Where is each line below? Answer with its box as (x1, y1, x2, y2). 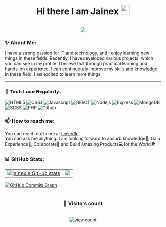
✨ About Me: (5, 39, 37, 46)
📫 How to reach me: (5, 117, 55, 124)
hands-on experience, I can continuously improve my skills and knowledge (5, 66, 158, 72)
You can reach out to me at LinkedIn (5, 131, 79, 136)
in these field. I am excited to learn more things (5, 71, 101, 77)
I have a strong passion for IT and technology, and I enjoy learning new (5, 50, 150, 56)
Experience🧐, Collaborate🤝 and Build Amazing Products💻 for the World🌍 (5, 141, 156, 147)
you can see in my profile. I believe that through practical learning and (5, 61, 148, 67)
